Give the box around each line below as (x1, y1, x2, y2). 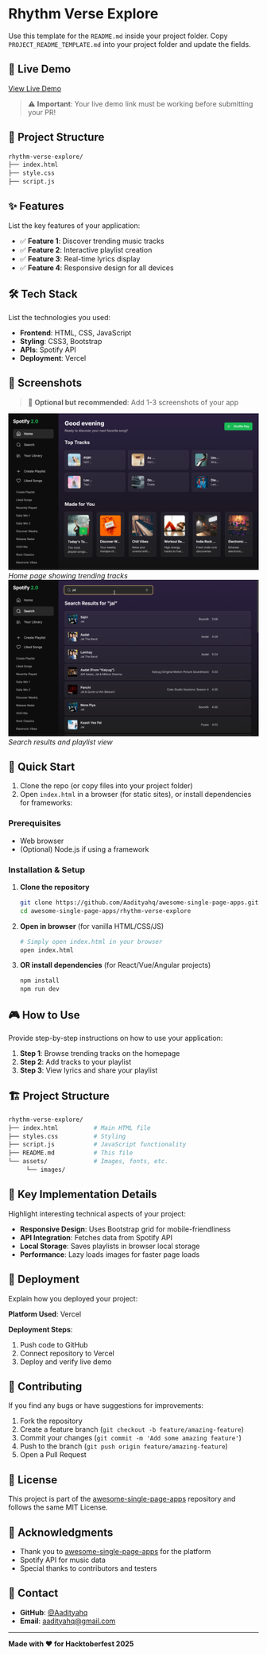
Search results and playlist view (8, 737, 113, 747)
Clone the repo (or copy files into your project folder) (19, 781, 193, 791)
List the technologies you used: (8, 312, 111, 322)
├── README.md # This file (8, 1149, 133, 1157)
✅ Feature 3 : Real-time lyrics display (19, 253, 141, 263)
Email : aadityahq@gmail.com (19, 1616, 116, 1626)
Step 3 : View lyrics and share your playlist (19, 1065, 158, 1075)
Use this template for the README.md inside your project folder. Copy (8, 31, 228, 41)
